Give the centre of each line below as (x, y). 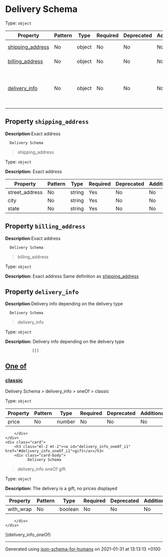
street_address (25, 192)
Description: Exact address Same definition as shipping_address (72, 276)
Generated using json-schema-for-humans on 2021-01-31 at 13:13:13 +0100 (83, 549)
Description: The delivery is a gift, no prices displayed (61, 488)
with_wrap (20, 509)
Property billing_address (45, 226)
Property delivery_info (42, 292)
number (66, 422)
